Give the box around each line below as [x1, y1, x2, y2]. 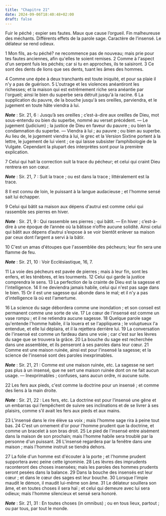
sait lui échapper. [5, 194, 41, 200]
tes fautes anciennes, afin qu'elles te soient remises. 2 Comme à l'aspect [5, 56, 155, 62]
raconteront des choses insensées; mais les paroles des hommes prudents [5, 464, 159, 470]
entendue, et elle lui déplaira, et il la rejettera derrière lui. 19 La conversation [5, 326, 160, 332]
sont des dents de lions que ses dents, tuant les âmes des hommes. [5, 66, 144, 72]
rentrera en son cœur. [5, 164, 50, 170]
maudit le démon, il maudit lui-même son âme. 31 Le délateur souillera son [5, 480, 157, 486]
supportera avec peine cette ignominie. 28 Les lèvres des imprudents [5, 459, 147, 465]
